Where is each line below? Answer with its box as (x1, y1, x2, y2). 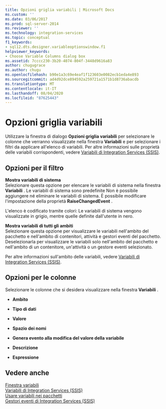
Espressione (12, 354, 39, 360)
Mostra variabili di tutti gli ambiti (5, 223, 74, 228)
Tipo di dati (12, 306, 36, 312)
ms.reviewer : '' (5, 26, 39, 31)
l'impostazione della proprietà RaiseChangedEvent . (5, 198, 113, 204)
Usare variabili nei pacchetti (5, 393, 63, 399)
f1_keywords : (5, 40, 32, 45)
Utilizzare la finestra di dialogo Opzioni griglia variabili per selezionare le (5, 133, 155, 140)
